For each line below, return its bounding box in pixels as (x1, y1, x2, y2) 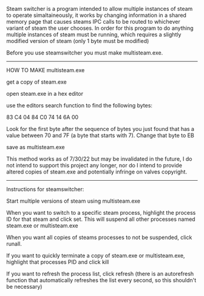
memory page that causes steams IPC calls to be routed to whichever (6, 18, 180, 25)
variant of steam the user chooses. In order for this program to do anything (6, 24, 194, 32)
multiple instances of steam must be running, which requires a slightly (6, 31, 182, 38)
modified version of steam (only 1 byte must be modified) (6, 38, 149, 44)
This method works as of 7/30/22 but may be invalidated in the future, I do (6, 155, 192, 163)
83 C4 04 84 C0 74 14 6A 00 (6, 113, 79, 121)
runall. (6, 240, 22, 247)
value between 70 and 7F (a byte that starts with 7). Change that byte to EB (6, 132, 194, 139)
